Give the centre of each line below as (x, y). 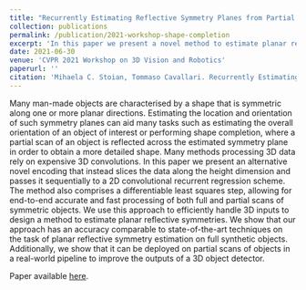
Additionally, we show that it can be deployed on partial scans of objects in (150, 248)
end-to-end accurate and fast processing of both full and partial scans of (147, 200)
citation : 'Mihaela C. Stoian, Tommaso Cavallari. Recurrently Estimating (154, 78)
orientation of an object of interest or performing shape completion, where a (153, 132)
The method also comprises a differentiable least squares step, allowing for (151, 190)
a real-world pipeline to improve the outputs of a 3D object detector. (137, 258)
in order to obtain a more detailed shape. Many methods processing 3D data (153, 151)
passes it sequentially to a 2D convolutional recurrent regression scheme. (148, 181)
